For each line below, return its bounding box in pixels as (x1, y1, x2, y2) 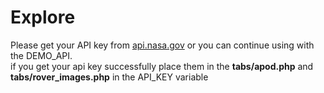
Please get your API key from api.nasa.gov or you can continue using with (10, 39, 315, 51)
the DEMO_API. (10, 49, 73, 61)
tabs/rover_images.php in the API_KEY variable (10, 71, 209, 83)
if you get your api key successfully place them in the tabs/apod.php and (10, 60, 314, 72)
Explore (10, 6, 76, 29)
